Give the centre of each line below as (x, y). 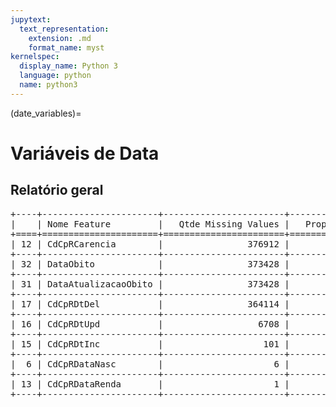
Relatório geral (57, 190)
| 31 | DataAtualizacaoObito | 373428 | (150, 284)
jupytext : (31, 19)
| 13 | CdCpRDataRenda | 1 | (150, 384)
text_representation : (64, 29)
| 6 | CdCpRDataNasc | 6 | (150, 364)
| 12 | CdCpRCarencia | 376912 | (150, 244)
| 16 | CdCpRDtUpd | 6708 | (150, 324)
